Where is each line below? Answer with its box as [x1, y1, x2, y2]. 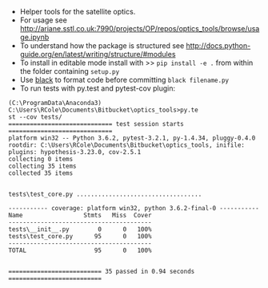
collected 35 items [8, 169, 74, 177]
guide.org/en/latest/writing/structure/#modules [19, 50, 176, 59]
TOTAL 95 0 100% [8, 246, 152, 254]
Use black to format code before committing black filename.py [19, 75, 230, 84]
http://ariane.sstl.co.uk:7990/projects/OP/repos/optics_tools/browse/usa [19, 24, 260, 33]
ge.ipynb [19, 32, 50, 42]
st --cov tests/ [8, 113, 62, 121]
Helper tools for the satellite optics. [19, 7, 136, 16]
